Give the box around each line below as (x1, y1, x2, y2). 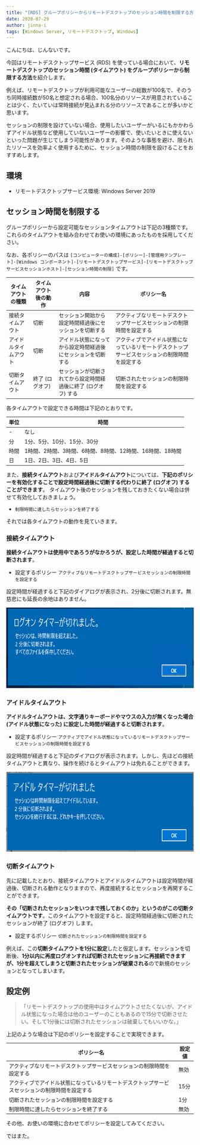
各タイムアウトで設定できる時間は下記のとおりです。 (6, 404, 136, 411)
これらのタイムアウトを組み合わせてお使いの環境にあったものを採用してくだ (6, 231, 193, 238)
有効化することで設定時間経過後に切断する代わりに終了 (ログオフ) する (16, 478, 190, 485)
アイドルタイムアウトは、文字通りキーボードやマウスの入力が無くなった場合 (6, 713, 194, 720)
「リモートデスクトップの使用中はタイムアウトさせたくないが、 (20, 1003, 177, 1010)
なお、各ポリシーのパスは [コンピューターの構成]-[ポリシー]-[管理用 (6, 251, 165, 258)
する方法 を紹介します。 (11, 74, 68, 81)
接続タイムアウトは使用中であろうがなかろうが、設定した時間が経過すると (6, 549, 189, 556)
